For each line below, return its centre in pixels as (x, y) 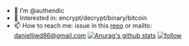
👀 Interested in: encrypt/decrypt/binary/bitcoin (80, 18)
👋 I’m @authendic (39, 11)
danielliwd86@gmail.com (50, 35)
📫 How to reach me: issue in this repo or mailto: (83, 25)
